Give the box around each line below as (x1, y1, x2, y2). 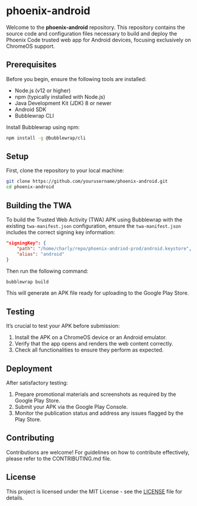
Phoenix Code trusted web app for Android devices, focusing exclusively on (6, 36, 191, 43)
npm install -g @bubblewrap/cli (6, 135, 86, 141)
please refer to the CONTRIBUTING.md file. (6, 455, 112, 462)
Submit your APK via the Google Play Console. (14, 404, 128, 410)
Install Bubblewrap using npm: (6, 123, 80, 131)
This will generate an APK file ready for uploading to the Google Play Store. (6, 289, 189, 296)
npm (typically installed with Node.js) (14, 93, 105, 100)
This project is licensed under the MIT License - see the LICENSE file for (6, 488, 182, 495)
